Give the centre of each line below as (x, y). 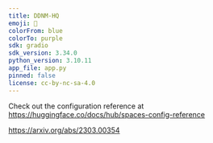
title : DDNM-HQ (34, 16)
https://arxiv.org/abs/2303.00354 (64, 130)
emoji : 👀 (23, 23)
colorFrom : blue (35, 31)
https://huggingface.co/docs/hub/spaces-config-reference (107, 114)
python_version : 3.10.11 (50, 61)
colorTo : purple (35, 38)
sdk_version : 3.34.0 (43, 53)
